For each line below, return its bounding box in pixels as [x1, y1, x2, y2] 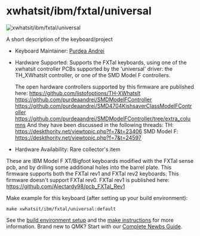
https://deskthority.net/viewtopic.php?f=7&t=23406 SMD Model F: [14, 128, 179, 135]
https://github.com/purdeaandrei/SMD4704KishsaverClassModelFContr [14, 102, 192, 109]
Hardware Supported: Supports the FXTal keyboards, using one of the [14, 59, 187, 66]
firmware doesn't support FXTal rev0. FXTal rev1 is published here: [6, 176, 170, 183]
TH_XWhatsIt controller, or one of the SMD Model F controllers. [14, 71, 171, 78]
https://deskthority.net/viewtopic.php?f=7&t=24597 [14, 134, 142, 141]
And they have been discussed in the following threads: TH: [26, 121, 174, 128]
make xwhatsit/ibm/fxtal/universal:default [6, 205, 116, 212]
